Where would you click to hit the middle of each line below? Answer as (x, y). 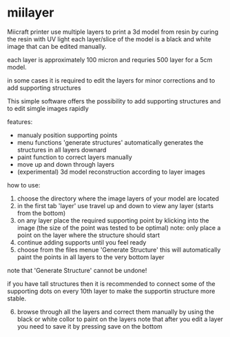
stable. (17, 298)
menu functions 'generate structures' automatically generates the (110, 142)
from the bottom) (41, 213)
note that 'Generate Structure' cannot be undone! (77, 270)
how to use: (24, 185)
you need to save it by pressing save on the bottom (90, 326)
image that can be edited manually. (57, 46)
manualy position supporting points (67, 135)
